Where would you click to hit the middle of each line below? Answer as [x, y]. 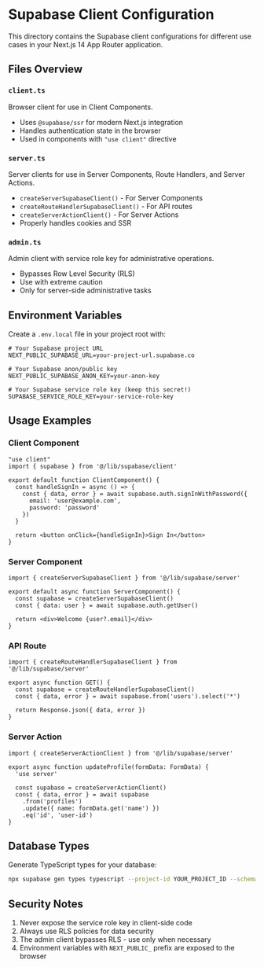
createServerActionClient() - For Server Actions [99, 215]
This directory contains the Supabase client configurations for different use [130, 36]
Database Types [49, 846]
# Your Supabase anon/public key [63, 370]
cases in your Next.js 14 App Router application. [86, 44]
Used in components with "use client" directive [98, 138]
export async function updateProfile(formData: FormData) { [109, 767]
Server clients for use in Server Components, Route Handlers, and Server [126, 174]
